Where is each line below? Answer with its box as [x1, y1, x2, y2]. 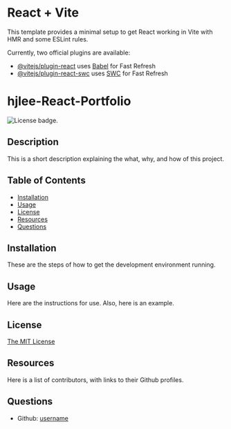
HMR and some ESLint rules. [7, 35, 89, 43]
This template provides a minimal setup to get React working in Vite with [7, 28, 213, 36]
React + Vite [7, 5, 80, 21]
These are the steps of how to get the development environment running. [7, 260, 216, 269]
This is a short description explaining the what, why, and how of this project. [7, 154, 225, 163]
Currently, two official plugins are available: [7, 48, 131, 57]
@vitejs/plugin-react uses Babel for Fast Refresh [17, 61, 156, 70]
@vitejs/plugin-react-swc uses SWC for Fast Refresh [17, 69, 168, 77]
